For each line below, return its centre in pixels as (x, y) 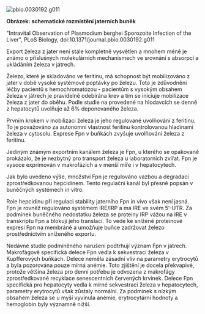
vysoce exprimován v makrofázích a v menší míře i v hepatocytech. (91, 165)
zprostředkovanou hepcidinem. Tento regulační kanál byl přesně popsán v (100, 183)
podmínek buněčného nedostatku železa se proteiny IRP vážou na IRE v (97, 214)
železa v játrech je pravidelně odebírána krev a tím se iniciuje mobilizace (97, 96)
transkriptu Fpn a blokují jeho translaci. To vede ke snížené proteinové (95, 221)
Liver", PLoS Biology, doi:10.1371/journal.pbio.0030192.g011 (80, 39)
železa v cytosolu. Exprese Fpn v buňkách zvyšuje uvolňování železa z (95, 133)
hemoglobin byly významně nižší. (48, 304)
